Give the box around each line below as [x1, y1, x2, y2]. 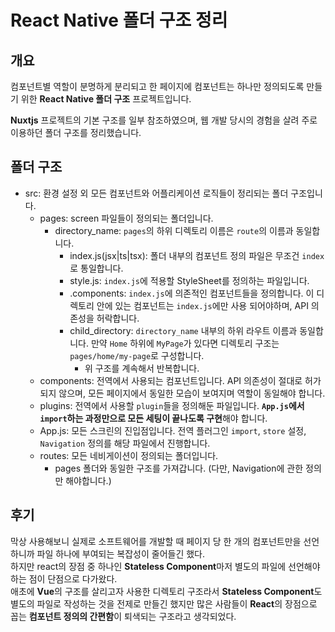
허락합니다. [96, 312, 140, 324]
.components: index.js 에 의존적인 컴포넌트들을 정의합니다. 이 [69, 287, 315, 299]
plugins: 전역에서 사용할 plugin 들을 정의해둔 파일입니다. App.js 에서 [39, 399, 305, 411]
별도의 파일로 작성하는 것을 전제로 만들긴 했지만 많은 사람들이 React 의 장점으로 [10, 597, 318, 610]
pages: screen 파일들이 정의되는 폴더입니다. [39, 212, 214, 224]
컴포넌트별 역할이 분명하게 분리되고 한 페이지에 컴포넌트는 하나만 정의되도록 [10, 81, 305, 92]
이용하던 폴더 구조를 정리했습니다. [10, 127, 142, 138]
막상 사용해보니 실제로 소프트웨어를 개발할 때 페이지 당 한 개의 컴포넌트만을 [10, 535, 302, 547]
